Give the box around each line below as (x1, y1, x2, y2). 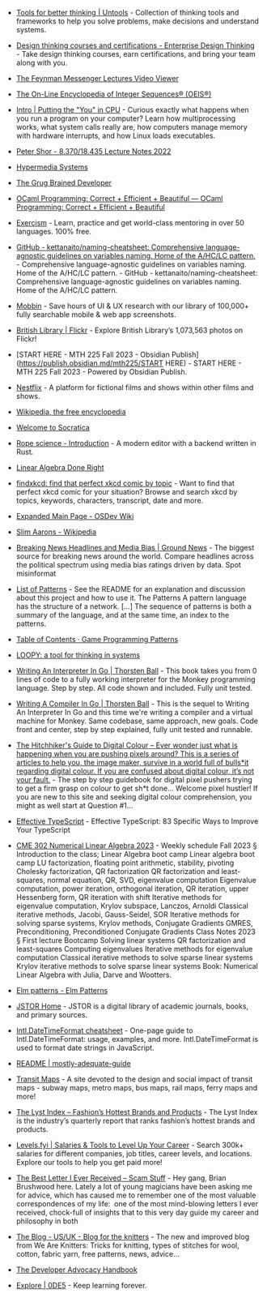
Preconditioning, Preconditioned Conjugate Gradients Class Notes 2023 (15, 927, 256, 936)
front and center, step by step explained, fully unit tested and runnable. (15, 725, 253, 734)
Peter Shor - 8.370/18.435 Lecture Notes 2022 (15, 147, 172, 156)
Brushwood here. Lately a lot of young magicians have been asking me (15, 1182, 252, 1191)
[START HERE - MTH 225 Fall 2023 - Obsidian (15, 349, 170, 359)
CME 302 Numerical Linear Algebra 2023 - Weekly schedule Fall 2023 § (15, 841, 257, 850)
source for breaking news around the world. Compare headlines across (15, 551, 254, 561)
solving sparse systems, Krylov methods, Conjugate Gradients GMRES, (15, 919, 253, 927)
